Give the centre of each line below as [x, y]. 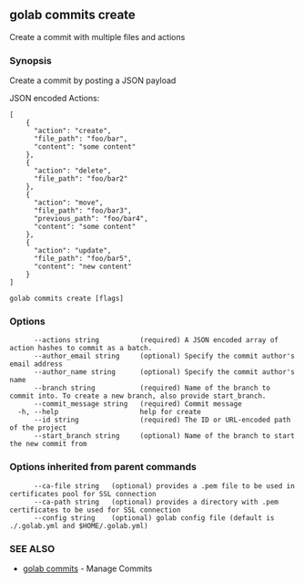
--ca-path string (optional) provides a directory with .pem [156, 502]
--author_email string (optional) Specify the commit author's [164, 356]
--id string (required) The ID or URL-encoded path [162, 420]
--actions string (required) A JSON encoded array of [156, 340]
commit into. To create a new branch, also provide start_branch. [138, 396]
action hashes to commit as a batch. [81, 349]
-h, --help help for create [110, 412]
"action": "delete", [72, 171]
